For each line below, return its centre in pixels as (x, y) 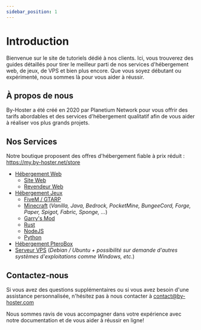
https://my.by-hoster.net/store (43, 163)
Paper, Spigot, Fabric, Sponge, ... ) (66, 212)
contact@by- (169, 296)
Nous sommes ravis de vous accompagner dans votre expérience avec (94, 314)
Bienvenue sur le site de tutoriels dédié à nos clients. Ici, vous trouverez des (100, 58)
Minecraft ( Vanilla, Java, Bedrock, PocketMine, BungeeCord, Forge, (107, 206)
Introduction (38, 41)
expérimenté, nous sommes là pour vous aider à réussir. (75, 77)
